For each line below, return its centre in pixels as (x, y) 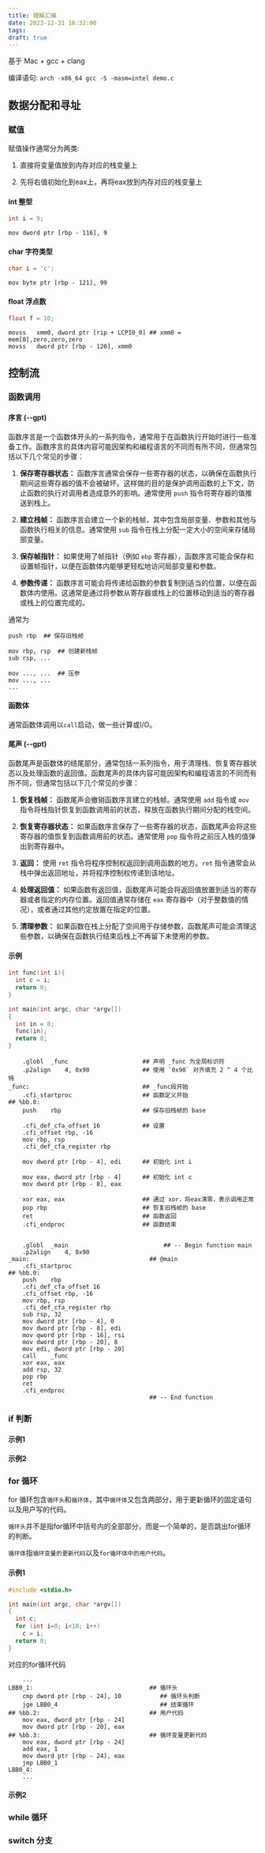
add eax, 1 (40, 1749)
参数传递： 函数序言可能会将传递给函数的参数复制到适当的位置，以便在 (134, 582)
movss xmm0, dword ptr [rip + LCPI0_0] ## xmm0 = (95, 333)
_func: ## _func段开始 (98, 1087)
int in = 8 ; (35, 1024)
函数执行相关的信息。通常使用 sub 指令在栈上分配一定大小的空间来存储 (134, 529)
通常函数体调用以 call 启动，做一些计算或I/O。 (82, 725)
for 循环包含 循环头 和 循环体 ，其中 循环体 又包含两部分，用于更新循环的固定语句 (130, 1500)
